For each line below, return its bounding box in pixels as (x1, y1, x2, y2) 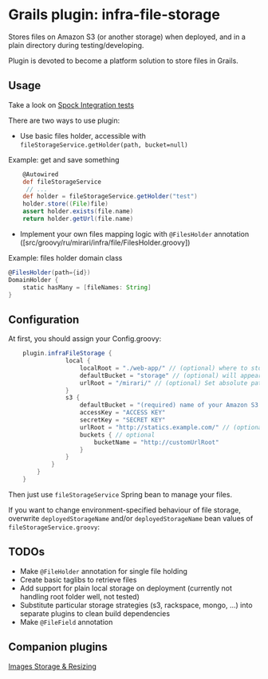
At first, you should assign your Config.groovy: (8, 334, 162, 343)
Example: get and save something (8, 155, 120, 164)
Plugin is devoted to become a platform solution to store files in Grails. (8, 56, 239, 65)
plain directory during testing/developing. (8, 40, 144, 49)
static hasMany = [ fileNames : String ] (22, 283, 152, 292)
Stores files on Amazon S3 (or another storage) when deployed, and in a (8, 32, 246, 41)
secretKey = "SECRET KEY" (79, 416, 166, 424)
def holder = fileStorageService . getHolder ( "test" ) (22, 193, 198, 201)
